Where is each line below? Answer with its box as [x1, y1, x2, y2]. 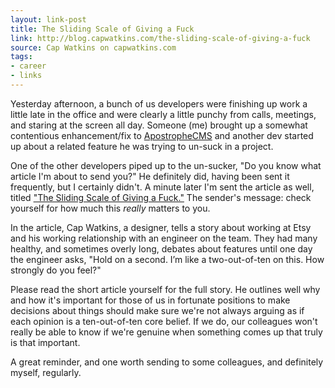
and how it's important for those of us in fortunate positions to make [10, 294, 291, 306]
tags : [10, 52, 33, 62]
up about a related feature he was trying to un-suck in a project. [10, 140, 274, 152]
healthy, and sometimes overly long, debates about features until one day [10, 242, 313, 255]
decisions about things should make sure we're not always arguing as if [10, 304, 305, 316]
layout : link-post [10, 14, 87, 25]
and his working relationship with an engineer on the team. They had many [10, 232, 318, 244]
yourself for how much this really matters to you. [10, 202, 211, 214]
